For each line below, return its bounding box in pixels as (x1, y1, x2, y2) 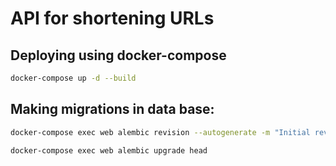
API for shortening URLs (10, 7, 215, 30)
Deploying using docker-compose (10, 47, 227, 64)
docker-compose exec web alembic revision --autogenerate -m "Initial (10, 127, 311, 137)
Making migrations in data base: (10, 101, 215, 118)
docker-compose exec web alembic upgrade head (10, 145, 208, 156)
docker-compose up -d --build (10, 73, 137, 83)
